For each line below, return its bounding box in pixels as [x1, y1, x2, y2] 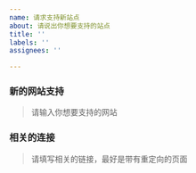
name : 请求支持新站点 [9, 12, 80, 22]
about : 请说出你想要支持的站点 [9, 21, 110, 30]
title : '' [9, 29, 46, 38]
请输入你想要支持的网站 [30, 107, 118, 118]
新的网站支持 [9, 86, 65, 98]
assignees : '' [9, 46, 62, 55]
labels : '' [9, 37, 50, 47]
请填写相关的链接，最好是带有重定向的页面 [30, 153, 188, 164]
